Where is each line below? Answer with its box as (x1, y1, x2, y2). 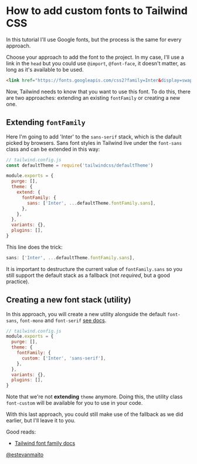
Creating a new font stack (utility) (6, 295, 131, 305)
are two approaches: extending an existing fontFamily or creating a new (6, 94, 181, 101)
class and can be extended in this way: (6, 145, 100, 153)
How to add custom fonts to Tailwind (6, 4, 188, 18)
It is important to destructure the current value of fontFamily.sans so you (6, 265, 183, 272)
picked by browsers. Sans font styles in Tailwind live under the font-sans (6, 139, 182, 146)
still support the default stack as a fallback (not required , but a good (6, 272, 170, 279)
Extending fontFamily (6, 117, 86, 127)
